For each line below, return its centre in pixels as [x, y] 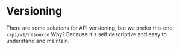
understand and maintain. [38, 41]
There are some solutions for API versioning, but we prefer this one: [90, 28]
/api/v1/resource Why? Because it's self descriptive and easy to [86, 34]
